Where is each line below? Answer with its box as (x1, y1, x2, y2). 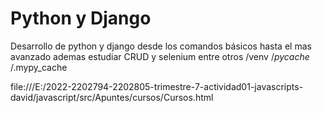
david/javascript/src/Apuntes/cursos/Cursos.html (10, 91, 214, 103)
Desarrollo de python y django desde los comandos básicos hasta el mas (10, 40, 312, 52)
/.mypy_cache (10, 61, 68, 73)
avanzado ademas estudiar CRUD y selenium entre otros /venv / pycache (10, 50, 310, 62)
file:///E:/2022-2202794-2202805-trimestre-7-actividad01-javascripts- (10, 80, 304, 92)
